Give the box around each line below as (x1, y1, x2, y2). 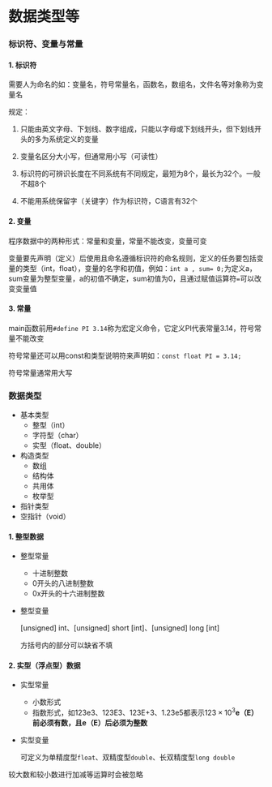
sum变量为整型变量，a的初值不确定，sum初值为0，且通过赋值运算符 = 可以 (8, 273, 255, 283)
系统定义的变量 (48, 135, 99, 144)
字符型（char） (32, 431, 83, 441)
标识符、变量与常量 (8, 38, 83, 49)
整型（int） (32, 420, 70, 430)
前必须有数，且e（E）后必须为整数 (32, 718, 148, 728)
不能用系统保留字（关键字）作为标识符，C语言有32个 (19, 196, 198, 206)
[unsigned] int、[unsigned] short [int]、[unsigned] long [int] (19, 623, 220, 633)
